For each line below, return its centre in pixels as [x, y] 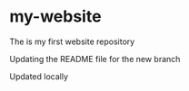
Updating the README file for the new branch [95, 59]
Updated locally [39, 76]
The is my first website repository [72, 41]
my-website [55, 17]
